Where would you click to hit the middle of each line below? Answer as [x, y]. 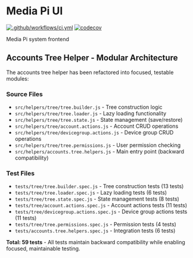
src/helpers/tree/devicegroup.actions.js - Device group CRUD [94, 133]
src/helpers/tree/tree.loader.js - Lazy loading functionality [91, 113]
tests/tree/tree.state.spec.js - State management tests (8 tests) [97, 199]
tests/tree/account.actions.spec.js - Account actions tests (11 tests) [101, 205]
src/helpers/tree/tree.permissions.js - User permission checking [98, 145]
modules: [18, 78]
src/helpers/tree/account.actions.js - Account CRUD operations [96, 126]
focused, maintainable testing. [43, 248]
